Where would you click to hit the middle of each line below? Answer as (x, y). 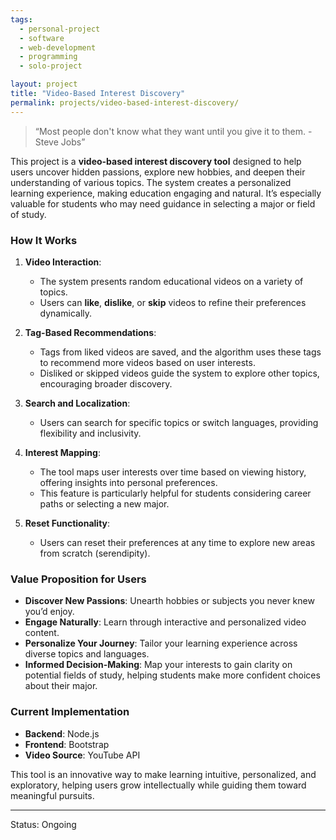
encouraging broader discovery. (106, 383)
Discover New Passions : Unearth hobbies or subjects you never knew (169, 601)
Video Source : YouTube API (82, 755)
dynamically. (66, 313)
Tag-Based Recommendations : (90, 332)
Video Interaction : (63, 262)
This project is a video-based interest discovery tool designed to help (156, 161)
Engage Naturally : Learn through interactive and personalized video (165, 622)
